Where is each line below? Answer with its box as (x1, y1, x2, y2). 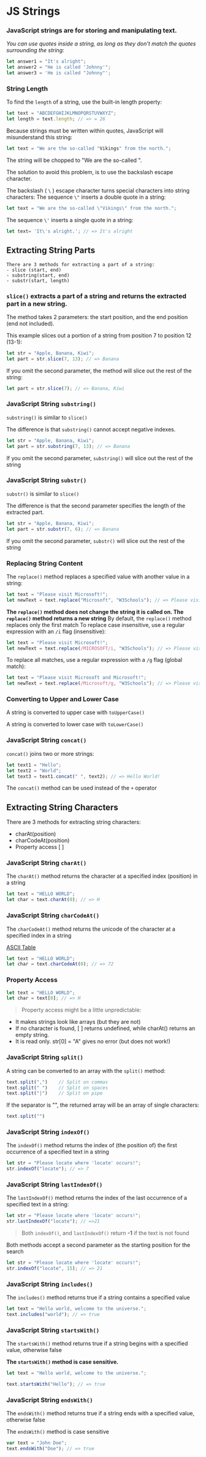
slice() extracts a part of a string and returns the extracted (6, 291, 187, 300)
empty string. (15, 1031, 50, 1039)
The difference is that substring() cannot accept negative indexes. (6, 425, 176, 433)
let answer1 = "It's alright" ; (6, 58, 86, 65)
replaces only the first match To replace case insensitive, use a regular (6, 621, 185, 628)
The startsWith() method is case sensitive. (6, 1358, 119, 1366)
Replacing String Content (6, 559, 83, 567)
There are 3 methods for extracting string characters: (6, 818, 141, 826)
